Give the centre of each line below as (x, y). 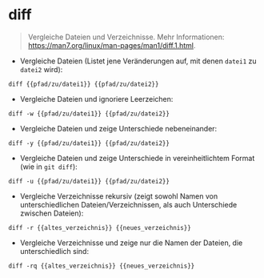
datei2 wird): (41, 69)
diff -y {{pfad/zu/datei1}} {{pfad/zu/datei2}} (89, 143)
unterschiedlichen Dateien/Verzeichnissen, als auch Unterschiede (128, 204)
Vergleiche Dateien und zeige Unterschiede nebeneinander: (118, 128)
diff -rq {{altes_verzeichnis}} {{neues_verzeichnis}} (102, 266)
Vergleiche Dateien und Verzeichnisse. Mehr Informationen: (126, 37)
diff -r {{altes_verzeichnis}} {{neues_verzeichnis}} (100, 228)
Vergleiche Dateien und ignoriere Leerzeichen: (96, 99)
